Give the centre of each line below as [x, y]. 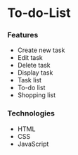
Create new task [41, 50]
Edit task [30, 58]
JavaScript [33, 144]
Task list [30, 80]
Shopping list [37, 95]
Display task [35, 73]
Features [23, 35]
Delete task [34, 66]
